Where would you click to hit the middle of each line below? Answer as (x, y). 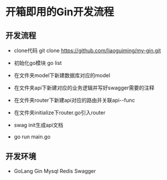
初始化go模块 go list (38, 63)
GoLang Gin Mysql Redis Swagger (55, 171)
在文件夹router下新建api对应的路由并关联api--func (74, 100)
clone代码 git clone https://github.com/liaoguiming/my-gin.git (87, 51)
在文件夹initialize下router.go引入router (60, 112)
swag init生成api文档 (38, 125)
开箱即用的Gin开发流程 (60, 12)
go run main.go (32, 137)
